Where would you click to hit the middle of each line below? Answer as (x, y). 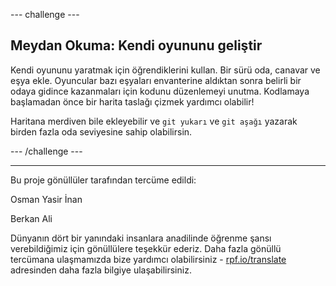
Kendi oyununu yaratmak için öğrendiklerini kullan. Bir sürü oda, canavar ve (165, 70)
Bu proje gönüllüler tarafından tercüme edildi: (103, 180)
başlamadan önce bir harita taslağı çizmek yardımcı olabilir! (132, 101)
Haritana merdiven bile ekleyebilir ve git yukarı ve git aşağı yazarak (154, 121)
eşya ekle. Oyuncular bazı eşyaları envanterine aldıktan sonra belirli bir (156, 80)
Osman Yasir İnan (46, 199)
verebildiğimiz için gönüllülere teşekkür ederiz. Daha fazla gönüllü (146, 248)
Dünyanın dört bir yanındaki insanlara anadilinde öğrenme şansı (141, 238)
